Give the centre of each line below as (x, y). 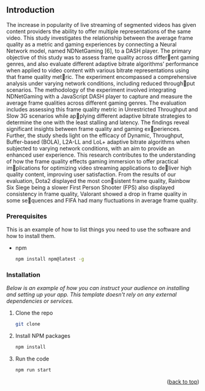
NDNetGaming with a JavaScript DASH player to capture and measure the (99, 96)
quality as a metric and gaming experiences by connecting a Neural (91, 44)
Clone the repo (34, 313)
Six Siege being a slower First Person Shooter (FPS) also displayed (90, 187)
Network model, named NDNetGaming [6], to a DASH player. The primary (99, 51)
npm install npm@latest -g (50, 259)
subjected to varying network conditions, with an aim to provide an (91, 148)
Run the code (32, 359)
